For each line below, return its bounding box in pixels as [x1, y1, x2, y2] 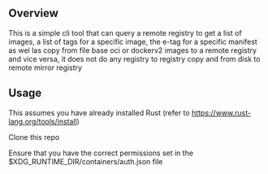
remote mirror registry [8, 63, 83, 72]
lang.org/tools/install [8, 116, 77, 126]
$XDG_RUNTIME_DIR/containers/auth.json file [8, 156, 163, 166]
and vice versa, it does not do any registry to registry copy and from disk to [8, 54, 261, 63]
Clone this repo [8, 132, 60, 141]
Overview [8, 7, 59, 20]
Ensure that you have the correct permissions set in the [8, 148, 193, 158]
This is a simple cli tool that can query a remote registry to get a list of [8, 28, 242, 37]
